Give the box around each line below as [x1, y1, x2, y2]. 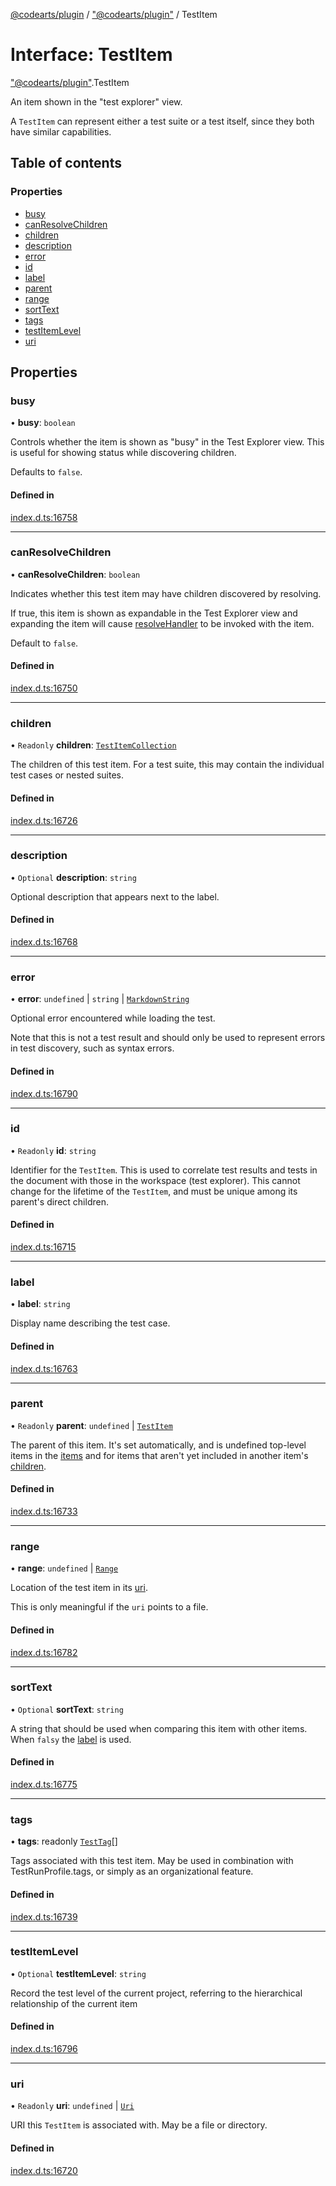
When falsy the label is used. [10, 1733, 132, 1745]
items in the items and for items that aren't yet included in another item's [10, 1449, 309, 1461]
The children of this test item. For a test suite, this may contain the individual [10, 759, 325, 771]
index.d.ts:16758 [10, 511, 78, 523]
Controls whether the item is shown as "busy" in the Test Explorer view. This [10, 436, 325, 448]
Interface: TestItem [10, 44, 173, 66]
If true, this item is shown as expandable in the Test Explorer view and [10, 607, 298, 619]
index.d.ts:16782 [10, 1646, 78, 1658]
